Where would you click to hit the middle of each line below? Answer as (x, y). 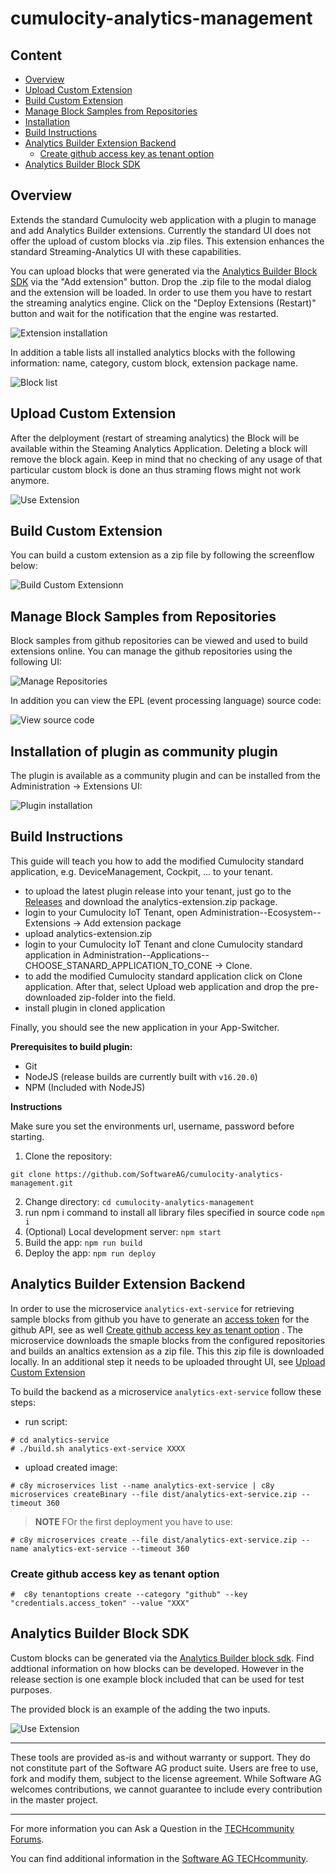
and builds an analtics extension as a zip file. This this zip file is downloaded (167, 1351)
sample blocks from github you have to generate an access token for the (160, 1319)
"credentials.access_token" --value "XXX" (100, 1603)
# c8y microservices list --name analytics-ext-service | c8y (142, 1485)
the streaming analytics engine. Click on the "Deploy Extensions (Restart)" (163, 303)
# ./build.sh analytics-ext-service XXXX (98, 1448)
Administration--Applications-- (146, 954)
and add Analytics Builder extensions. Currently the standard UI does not (161, 230)
